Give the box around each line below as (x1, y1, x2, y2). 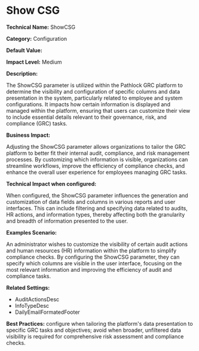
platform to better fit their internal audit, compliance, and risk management (6, 149, 190, 157)
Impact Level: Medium (6, 58, 62, 65)
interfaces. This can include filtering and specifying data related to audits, (6, 205, 188, 212)
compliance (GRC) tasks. (6, 119, 68, 127)
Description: (6, 70, 38, 77)
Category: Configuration (6, 35, 68, 42)
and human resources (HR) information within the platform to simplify (6, 247, 177, 254)
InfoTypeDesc (14, 302, 50, 309)
